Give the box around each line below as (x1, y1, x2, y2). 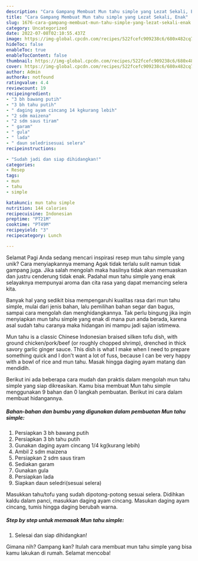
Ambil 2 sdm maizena (14, 448, 67, 455)
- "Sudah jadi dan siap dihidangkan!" (6, 156, 101, 162)
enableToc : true (6, 47, 46, 53)
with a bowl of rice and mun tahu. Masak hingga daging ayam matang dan (6, 358, 186, 365)
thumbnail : (6, 58, 33, 64)
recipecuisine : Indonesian (6, 210, 72, 217)
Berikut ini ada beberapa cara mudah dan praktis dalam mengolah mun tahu (6, 375, 190, 383)
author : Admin (6, 69, 41, 75)
